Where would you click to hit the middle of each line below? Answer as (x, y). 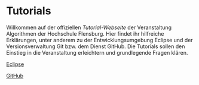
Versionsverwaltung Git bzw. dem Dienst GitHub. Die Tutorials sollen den (96, 46)
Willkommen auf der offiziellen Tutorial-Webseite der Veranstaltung (89, 27)
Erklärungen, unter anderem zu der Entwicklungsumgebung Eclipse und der (99, 40)
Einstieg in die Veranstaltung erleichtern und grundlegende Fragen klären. (97, 52)
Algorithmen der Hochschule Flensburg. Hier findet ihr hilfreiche (85, 33)
